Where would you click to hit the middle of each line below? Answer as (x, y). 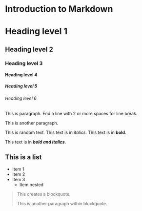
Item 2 (19, 174)
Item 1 (18, 169)
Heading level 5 (21, 86)
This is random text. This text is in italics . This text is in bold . (66, 132)
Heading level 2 (29, 49)
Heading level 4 (21, 75)
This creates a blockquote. (44, 194)
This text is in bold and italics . (36, 142)
